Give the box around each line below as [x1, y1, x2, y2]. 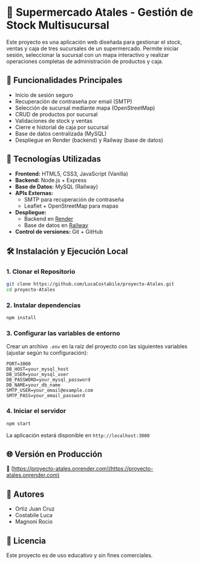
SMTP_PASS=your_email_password [6, 393, 85, 399]
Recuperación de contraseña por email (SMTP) [15, 97, 132, 105]
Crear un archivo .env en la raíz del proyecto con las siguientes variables [6, 343, 188, 350]
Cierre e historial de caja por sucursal [15, 124, 109, 131]
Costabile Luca [15, 512, 53, 519]
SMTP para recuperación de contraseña [24, 196, 124, 203]
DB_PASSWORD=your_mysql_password [6, 377, 91, 383]
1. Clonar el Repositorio [6, 267, 76, 276]
